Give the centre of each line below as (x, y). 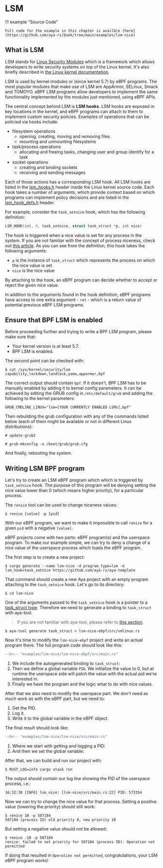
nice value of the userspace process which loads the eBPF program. (73, 548)
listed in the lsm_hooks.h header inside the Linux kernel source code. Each (80, 187)
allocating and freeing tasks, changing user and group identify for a (87, 152)
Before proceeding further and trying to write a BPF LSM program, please (78, 332)
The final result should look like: (37, 728)
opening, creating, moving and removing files (65, 136)
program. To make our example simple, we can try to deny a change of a (78, 543)
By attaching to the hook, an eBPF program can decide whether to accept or (81, 280)
